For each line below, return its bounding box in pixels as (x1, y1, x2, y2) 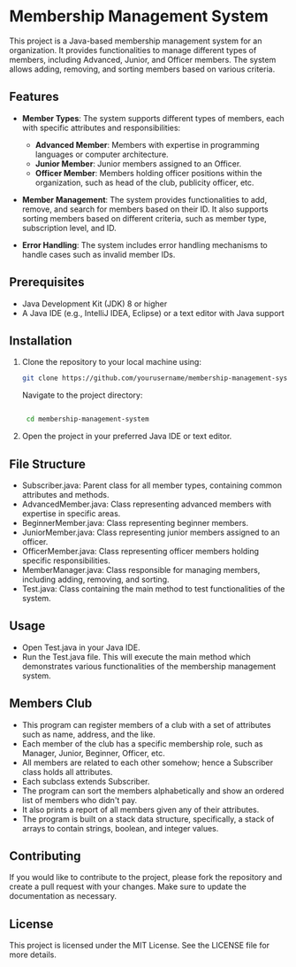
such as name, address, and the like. (21, 729, 156, 739)
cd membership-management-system (26, 414, 149, 424)
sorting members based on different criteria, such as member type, (21, 213, 267, 223)
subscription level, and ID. (21, 222, 117, 233)
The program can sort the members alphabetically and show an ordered (21, 785, 285, 796)
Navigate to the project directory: (21, 390, 143, 400)
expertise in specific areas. (21, 507, 121, 519)
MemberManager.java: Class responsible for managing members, (21, 564, 261, 575)
